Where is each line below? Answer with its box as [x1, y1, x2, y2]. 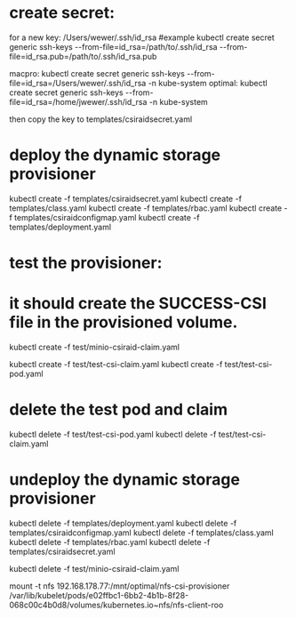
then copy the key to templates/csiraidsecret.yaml [9, 114, 193, 124]
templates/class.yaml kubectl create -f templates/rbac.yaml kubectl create [9, 203, 283, 213]
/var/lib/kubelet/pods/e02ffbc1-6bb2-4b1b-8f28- [9, 590, 189, 600]
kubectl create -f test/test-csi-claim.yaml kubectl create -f [9, 359, 223, 369]
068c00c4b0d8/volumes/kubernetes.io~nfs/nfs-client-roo [9, 599, 224, 610]
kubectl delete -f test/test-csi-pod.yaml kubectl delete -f [9, 429, 217, 439]
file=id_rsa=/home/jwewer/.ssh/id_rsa [9, 96, 148, 107]
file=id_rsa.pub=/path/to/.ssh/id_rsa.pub [9, 51, 157, 61]
